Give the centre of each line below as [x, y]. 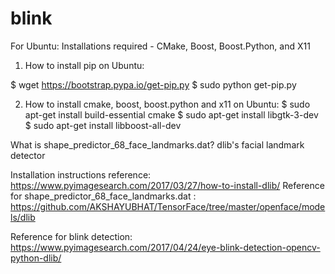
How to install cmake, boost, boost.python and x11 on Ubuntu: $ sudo [167, 104]
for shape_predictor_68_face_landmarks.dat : [103, 196]
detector [28, 155]
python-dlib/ [36, 258]
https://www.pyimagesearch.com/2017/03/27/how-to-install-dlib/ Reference [167, 185]
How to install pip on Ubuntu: [84, 65]
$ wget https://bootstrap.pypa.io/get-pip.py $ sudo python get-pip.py [153, 84]
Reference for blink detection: [71, 236]
